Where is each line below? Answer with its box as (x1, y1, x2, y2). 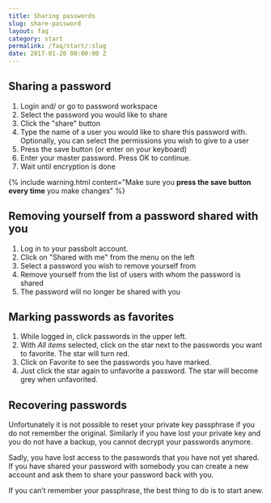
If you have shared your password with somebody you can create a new (8, 462, 249, 471)
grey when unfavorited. (19, 375, 99, 385)
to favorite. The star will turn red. (19, 349, 130, 359)
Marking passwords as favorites (8, 310, 175, 325)
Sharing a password (8, 80, 112, 93)
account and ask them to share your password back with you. (8, 470, 214, 479)
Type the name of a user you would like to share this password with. (19, 127, 248, 136)
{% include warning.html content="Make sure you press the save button (8, 177, 252, 187)
